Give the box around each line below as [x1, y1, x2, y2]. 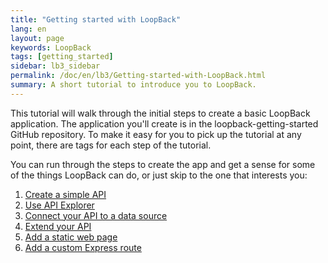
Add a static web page [24, 231, 118, 243]
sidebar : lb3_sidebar [10, 61, 101, 71]
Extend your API [24, 220, 92, 232]
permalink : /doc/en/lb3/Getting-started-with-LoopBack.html [10, 71, 267, 81]
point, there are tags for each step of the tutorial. [10, 139, 212, 151]
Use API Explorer [24, 199, 95, 211]
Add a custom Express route [24, 241, 142, 253]
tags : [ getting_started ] [10, 52, 114, 62]
